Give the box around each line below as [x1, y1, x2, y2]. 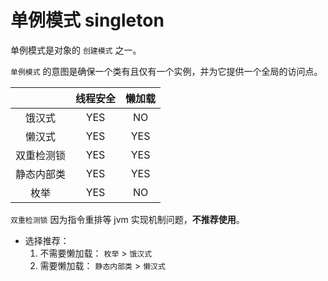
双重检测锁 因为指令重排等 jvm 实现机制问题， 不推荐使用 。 [10, 213, 245, 225]
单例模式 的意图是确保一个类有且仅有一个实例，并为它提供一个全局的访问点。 [10, 65, 323, 77]
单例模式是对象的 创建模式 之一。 [10, 44, 142, 56]
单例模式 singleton [10, 9, 165, 32]
